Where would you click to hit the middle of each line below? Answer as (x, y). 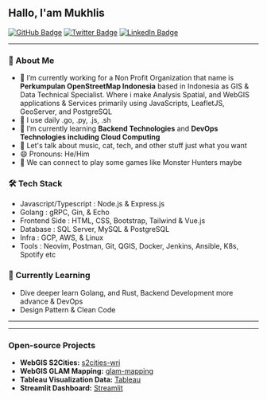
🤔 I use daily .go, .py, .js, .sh (65, 120)
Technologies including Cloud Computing (90, 137)
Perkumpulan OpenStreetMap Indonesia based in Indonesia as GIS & (134, 86)
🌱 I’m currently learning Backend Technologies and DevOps (119, 129)
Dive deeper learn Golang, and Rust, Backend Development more (126, 292)
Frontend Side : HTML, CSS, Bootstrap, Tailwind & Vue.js (112, 221)
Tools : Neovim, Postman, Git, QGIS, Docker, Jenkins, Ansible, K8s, (129, 246)
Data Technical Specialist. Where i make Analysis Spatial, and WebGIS (135, 95)
